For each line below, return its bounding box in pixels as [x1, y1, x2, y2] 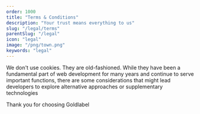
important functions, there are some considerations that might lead [6, 76, 171, 84]
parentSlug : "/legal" [6, 31, 60, 37]
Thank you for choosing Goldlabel [6, 101, 90, 108]
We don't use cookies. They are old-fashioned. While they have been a [6, 64, 181, 71]
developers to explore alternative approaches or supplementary [6, 83, 163, 90]
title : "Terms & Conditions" [6, 14, 79, 20]
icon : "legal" [6, 36, 42, 42]
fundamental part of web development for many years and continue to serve [6, 70, 194, 78]
